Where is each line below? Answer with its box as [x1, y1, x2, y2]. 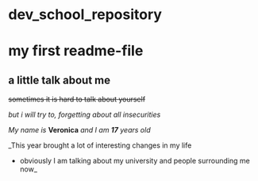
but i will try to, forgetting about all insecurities [8, 110, 161, 120]
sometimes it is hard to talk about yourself [8, 94, 145, 104]
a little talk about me [8, 73, 111, 87]
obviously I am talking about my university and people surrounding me [19, 156, 250, 166]
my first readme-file [8, 42, 144, 60]
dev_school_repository [8, 6, 163, 24]
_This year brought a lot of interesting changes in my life [8, 141, 192, 150]
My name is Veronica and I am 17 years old [8, 125, 151, 135]
